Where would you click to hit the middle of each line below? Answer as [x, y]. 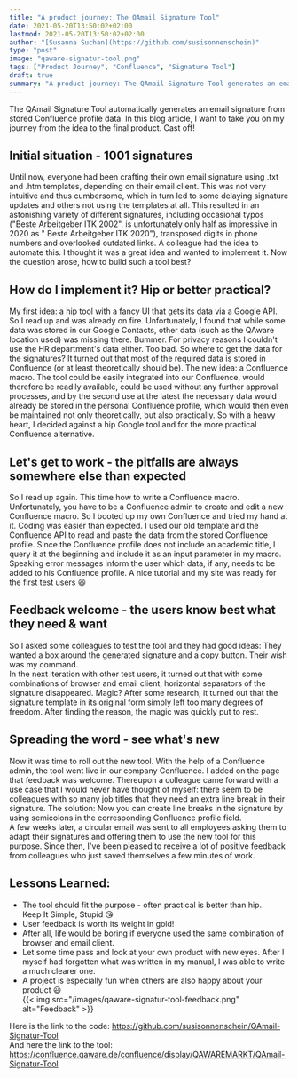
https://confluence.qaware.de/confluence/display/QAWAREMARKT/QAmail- [147, 1054]
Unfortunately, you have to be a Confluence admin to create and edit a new [146, 507]
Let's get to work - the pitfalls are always [124, 462]
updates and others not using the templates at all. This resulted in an [134, 205]
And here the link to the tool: [61, 1044]
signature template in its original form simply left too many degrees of [136, 702]
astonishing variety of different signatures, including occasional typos [137, 215]
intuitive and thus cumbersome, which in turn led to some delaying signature [149, 196]
